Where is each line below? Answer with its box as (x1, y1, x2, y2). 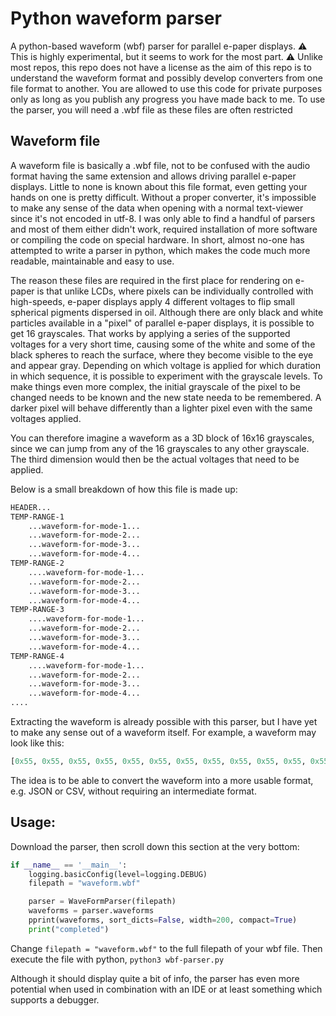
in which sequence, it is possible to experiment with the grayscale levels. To (10, 370, 323, 382)
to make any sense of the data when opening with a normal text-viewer (10, 202, 304, 214)
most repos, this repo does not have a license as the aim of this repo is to (10, 61, 312, 73)
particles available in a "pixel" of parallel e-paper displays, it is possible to (10, 317, 315, 329)
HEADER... (10, 502, 52, 512)
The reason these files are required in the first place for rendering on (10, 274, 293, 286)
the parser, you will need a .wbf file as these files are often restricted (10, 103, 293, 116)
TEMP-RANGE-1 (10, 512, 65, 522)
